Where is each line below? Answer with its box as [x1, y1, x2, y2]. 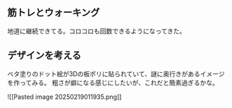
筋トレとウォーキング [7, 6, 100, 19]
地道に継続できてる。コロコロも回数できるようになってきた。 [7, 27, 186, 35]
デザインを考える [7, 49, 82, 61]
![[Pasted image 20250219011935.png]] [7, 92, 122, 101]
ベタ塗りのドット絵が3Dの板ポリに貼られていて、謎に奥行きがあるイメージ [7, 69, 225, 78]
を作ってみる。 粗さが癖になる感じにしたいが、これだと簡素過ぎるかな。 [7, 78, 219, 87]
